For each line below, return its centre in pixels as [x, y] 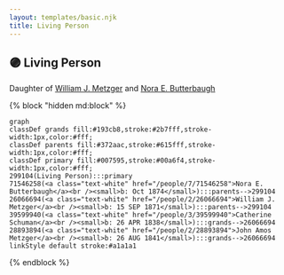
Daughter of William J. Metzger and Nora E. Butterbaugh [112, 89]
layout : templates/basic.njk [63, 17]
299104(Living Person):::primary [71, 177]
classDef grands [39, 130]
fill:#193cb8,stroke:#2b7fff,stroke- [142, 130]
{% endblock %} [39, 263]
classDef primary [41, 161]
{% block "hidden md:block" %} [68, 106]
